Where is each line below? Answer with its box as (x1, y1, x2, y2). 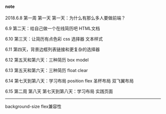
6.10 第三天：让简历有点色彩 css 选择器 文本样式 (5, 36, 103, 42)
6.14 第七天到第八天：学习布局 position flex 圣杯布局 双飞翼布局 (5, 78, 134, 84)
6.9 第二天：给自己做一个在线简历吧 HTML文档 (5, 26, 100, 32)
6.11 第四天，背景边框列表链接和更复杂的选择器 (5, 46, 100, 52)
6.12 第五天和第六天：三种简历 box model (5, 57, 89, 63)
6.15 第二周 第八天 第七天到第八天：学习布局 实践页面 (5, 88, 113, 94)
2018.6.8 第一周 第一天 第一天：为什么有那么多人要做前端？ (5, 15, 126, 21)
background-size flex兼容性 (5, 104, 62, 110)
